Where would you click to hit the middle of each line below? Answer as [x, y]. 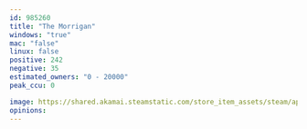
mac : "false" [34, 43]
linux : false [34, 52]
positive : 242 [37, 60]
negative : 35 [34, 69]
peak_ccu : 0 [32, 85]
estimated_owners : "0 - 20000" [69, 77]
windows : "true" [40, 35]
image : [22, 102]
